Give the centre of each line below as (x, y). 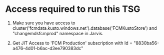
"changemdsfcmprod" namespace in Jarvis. (58, 33)
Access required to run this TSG (73, 9)
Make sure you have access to (44, 23)
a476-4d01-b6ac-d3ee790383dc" (48, 48)
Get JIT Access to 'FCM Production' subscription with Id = (72, 43)
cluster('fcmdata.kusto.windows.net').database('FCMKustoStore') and (85, 28)
